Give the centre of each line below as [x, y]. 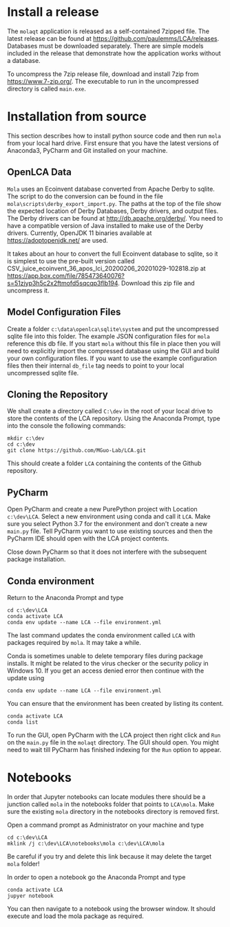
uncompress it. [28, 290]
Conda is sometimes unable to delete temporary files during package [105, 656]
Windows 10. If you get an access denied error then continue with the [106, 671]
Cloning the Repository [57, 394]
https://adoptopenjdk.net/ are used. [57, 240]
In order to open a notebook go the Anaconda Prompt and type [96, 877]
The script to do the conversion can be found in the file [85, 196]
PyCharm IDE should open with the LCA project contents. [88, 539]
